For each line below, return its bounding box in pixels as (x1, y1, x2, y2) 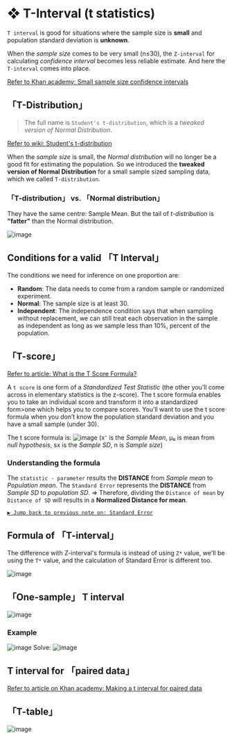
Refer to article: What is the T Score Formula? (7, 369, 137, 378)
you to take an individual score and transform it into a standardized (7, 398, 198, 406)
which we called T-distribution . (7, 174, 100, 183)
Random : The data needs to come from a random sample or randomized (17, 284, 224, 293)
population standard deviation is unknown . (7, 35, 130, 44)
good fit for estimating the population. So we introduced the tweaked (7, 160, 205, 168)
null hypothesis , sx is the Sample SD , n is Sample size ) (7, 440, 163, 449)
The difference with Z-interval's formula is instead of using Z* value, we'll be (7, 548, 225, 557)
